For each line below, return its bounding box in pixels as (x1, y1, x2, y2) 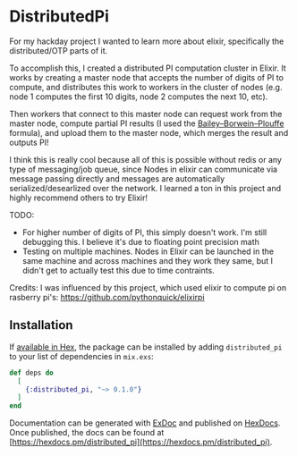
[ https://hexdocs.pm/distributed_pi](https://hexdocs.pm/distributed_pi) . (9, 436, 273, 448)
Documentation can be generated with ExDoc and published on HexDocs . (9, 418, 281, 428)
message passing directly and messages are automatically (9, 173, 225, 184)
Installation (9, 317, 73, 333)
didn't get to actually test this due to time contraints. (21, 265, 215, 275)
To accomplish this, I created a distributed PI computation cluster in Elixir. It (9, 63, 286, 73)
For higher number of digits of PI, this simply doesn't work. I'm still (21, 226, 267, 238)
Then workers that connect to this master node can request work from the (9, 108, 283, 119)
